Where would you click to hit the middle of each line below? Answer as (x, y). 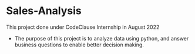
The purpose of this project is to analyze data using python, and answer (102, 38)
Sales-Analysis (44, 11)
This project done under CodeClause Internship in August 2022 (83, 27)
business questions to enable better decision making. (79, 45)
